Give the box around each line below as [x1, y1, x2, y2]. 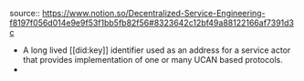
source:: [9, 8, 41, 18]
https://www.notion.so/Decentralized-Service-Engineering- [42, 8, 267, 18]
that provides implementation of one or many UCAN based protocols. [22, 55, 283, 65]
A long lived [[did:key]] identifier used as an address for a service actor [22, 45, 291, 56]
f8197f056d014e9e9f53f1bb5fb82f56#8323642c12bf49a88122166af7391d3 [9, 17, 295, 28]
